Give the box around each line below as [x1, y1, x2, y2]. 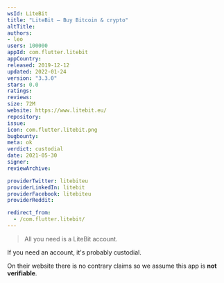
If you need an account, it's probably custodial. [7, 248, 142, 257]
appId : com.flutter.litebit [7, 49, 89, 56]
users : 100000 [7, 42, 49, 49]
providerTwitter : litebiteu [7, 178, 89, 185]
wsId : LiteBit [7, 10, 49, 17]
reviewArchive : [7, 164, 51, 172]
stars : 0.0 [7, 81, 39, 88]
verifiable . [7, 268, 37, 277]
